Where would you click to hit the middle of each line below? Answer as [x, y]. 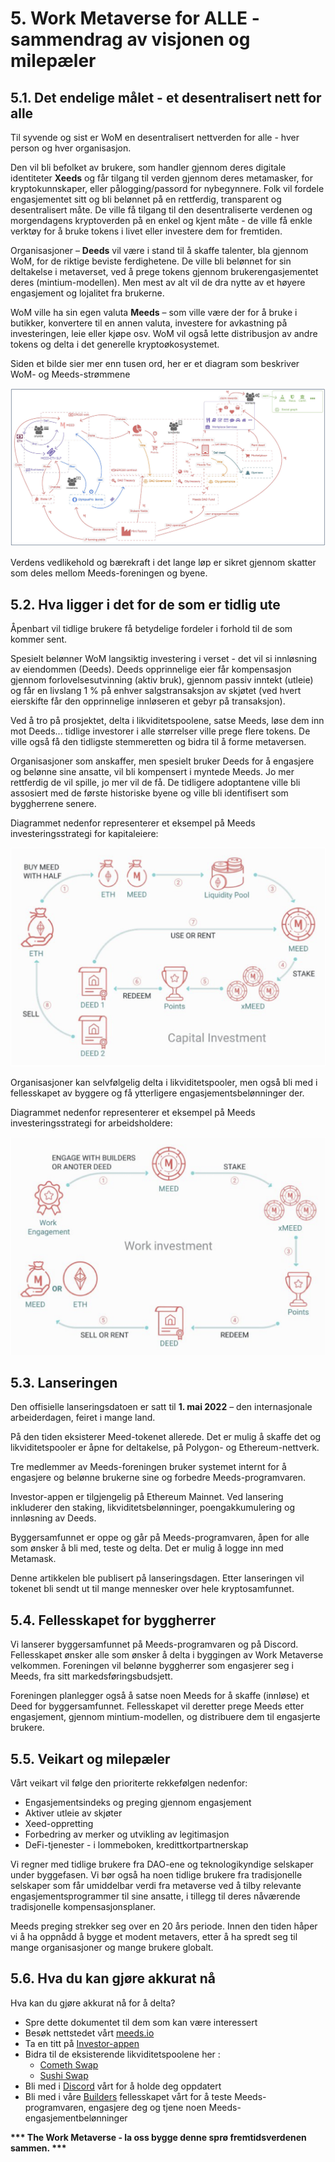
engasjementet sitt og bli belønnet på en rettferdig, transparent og [146, 199]
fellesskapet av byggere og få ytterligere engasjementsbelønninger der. [157, 1093]
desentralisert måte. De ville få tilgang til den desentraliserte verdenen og [161, 210]
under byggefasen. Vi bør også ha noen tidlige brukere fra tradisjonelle [156, 1874]
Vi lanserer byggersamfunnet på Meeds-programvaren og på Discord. [154, 1644]
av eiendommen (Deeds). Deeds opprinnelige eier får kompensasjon [151, 669]
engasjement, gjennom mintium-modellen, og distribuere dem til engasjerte [165, 1717]
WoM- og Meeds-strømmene [70, 374]
